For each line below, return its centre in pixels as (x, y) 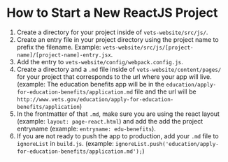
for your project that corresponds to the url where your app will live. (114, 76)
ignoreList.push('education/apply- (167, 144)
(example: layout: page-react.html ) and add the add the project (110, 121)
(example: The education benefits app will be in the (91, 84)
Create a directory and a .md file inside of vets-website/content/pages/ (119, 69)
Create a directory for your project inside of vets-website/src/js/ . (112, 32)
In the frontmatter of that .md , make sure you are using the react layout (118, 114)
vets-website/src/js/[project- (148, 47)
